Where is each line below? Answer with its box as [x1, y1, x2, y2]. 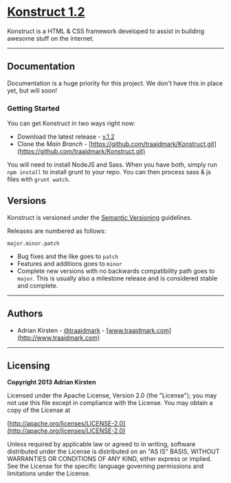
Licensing [7, 360, 50, 372]
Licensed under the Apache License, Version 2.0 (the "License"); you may [7, 391, 217, 400]
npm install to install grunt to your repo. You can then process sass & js [7, 168, 212, 176]
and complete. [16, 281, 58, 289]
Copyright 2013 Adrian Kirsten [7, 378, 96, 387]
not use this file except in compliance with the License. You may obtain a [7, 399, 213, 407]
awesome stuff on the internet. [7, 34, 94, 42]
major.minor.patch [7, 240, 60, 247]
